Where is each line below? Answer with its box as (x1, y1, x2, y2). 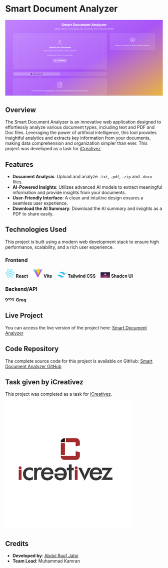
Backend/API (5, 285, 37, 292)
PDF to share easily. (12, 210, 54, 216)
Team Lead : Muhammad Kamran (12, 558, 80, 564)
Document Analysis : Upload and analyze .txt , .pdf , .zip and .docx (12, 173, 152, 179)
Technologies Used (5, 225, 66, 234)
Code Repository (5, 345, 59, 353)
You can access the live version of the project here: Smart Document (5, 324, 147, 330)
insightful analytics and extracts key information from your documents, (5, 135, 151, 141)
